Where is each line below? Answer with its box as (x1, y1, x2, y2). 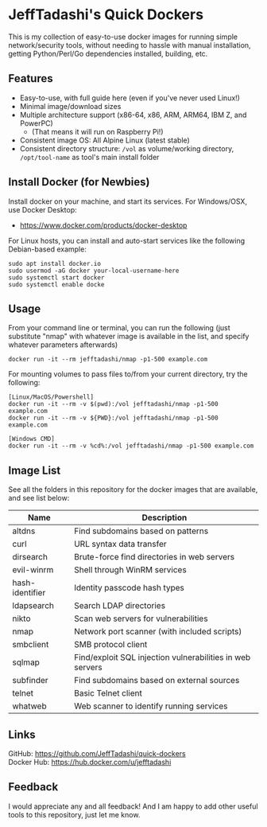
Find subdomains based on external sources (74, 675, 240, 686)
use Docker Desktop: (8, 205, 77, 214)
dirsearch (12, 552, 48, 563)
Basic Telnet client (74, 688, 143, 699)
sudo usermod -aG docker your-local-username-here (8, 267, 180, 275)
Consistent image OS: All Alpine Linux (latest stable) (19, 135, 191, 145)
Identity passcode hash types (74, 583, 185, 594)
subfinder (12, 675, 49, 686)
